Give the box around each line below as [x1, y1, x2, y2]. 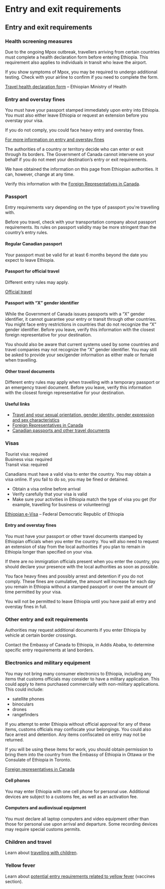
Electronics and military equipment [5, 659, 91, 666]
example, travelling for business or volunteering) [12, 501, 110, 507]
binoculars [12, 701, 34, 707]
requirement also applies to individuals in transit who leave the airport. [5, 59, 147, 65]
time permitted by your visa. [5, 589, 62, 595]
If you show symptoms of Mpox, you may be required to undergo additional [5, 69, 158, 75]
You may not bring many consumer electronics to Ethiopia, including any [5, 671, 152, 676]
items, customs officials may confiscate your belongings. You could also [5, 726, 151, 732]
